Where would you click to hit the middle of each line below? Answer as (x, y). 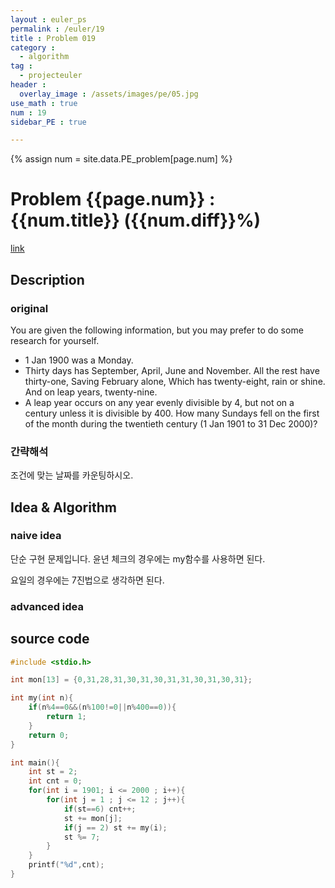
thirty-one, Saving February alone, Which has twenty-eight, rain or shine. (175, 381)
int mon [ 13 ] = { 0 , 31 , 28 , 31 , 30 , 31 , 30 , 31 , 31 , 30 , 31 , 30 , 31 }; (131, 680)
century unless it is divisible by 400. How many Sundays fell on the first (172, 413)
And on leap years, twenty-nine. (91, 392)
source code (50, 639)
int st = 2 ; (53, 772)
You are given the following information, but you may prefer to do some (157, 330)
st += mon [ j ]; (93, 818)
